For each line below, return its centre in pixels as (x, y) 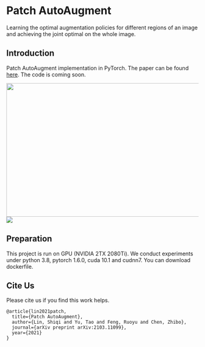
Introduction (31, 53)
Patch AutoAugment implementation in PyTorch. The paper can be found (98, 68)
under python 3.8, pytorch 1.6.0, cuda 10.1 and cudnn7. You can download (99, 260)
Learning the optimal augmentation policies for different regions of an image (102, 27)
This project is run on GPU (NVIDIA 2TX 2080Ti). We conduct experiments (100, 254)
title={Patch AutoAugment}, (48, 317)
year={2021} (27, 333)
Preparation (29, 239)
